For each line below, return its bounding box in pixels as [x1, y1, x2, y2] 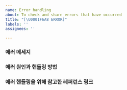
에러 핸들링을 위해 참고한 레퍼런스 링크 [5, 78, 93, 85]
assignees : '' [5, 26, 36, 32]
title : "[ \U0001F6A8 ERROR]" [5, 17, 67, 22]
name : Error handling [5, 7, 52, 13]
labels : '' [5, 21, 29, 27]
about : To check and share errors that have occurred [5, 12, 122, 17]
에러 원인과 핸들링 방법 [5, 63, 58, 70]
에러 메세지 [5, 49, 31, 56]
